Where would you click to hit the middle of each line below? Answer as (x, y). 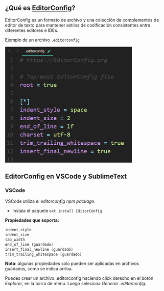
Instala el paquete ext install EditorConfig (57, 211)
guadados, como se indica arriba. (39, 268)
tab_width (15, 239)
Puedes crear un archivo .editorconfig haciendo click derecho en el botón (79, 278)
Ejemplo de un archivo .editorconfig (42, 40)
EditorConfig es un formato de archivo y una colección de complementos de (82, 20)
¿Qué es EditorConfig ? (40, 8)
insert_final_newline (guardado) (39, 249)
